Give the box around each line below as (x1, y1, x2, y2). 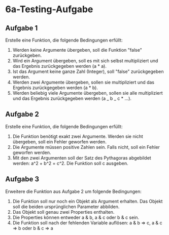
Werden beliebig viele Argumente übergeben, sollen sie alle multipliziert (12, 90, 163, 96)
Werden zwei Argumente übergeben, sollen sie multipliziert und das (12, 80, 155, 85)
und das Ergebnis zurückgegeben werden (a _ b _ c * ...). (12, 95, 132, 101)
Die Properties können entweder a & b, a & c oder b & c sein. (12, 214, 140, 220)
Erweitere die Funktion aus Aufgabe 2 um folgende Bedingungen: (5, 188, 142, 194)
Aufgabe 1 (5, 24, 38, 32)
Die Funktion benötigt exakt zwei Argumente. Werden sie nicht (12, 133, 143, 139)
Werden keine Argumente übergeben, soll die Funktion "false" (12, 47, 142, 53)
